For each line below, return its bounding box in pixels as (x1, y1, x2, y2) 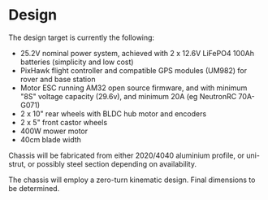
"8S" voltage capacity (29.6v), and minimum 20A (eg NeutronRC (19, 91, 237, 101)
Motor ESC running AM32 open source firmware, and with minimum (19, 83, 248, 93)
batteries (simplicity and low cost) (19, 57, 134, 67)
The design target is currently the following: (8, 33, 155, 42)
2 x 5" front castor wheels (19, 117, 108, 127)
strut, (8, 159, 27, 168)
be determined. (8, 183, 60, 193)
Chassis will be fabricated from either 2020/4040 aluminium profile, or (8, 150, 245, 160)
